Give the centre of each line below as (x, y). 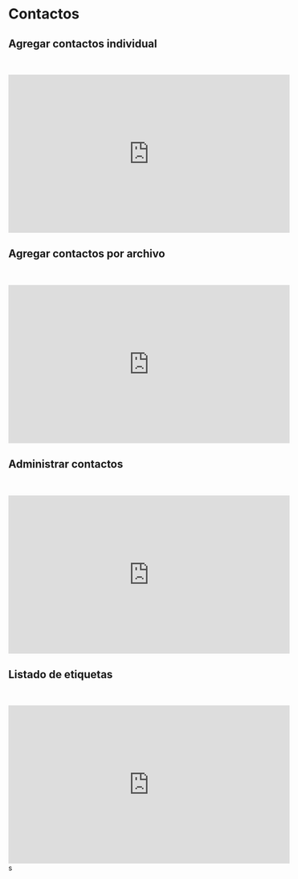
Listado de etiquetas (61, 675)
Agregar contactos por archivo (87, 254)
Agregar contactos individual (83, 44)
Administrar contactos (66, 464)
